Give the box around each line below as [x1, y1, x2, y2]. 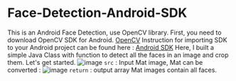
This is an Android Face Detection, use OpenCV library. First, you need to [7, 28, 222, 37]
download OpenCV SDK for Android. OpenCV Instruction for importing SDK [7, 35, 227, 44]
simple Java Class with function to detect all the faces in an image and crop [7, 51, 229, 59]
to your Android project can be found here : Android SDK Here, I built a [7, 43, 215, 51]
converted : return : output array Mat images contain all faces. [7, 66, 217, 74]
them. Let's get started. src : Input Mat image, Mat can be [7, 58, 203, 66]
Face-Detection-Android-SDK [7, 5, 188, 21]
